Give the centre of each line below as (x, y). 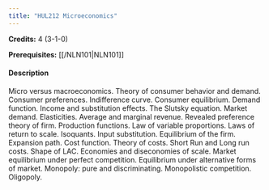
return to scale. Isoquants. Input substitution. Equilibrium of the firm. (122, 133)
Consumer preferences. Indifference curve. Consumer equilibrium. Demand (134, 99)
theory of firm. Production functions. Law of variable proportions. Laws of (132, 125)
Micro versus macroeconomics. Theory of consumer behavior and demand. (134, 91)
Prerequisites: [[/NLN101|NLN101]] (66, 54)
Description (29, 73)
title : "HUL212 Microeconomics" (63, 16)
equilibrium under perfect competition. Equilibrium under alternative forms (132, 159)
